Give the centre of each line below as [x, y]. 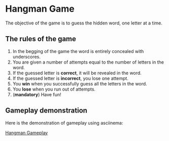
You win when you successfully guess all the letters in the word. [80, 83]
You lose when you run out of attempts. [54, 89]
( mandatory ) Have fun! [37, 94]
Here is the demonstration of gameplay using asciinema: [64, 123]
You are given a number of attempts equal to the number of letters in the [88, 62]
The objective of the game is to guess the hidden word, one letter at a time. [84, 23]
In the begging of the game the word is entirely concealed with [78, 51]
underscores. [26, 57]
